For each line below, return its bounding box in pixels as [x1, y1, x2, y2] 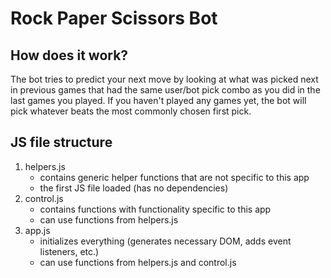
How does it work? [10, 47, 129, 64]
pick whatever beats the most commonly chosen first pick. [10, 105, 252, 117]
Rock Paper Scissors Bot [10, 7, 218, 30]
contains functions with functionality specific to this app [39, 203, 272, 215]
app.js [24, 224, 51, 236]
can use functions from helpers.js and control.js [39, 256, 237, 268]
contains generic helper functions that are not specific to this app [39, 171, 310, 183]
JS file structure [10, 134, 113, 151]
